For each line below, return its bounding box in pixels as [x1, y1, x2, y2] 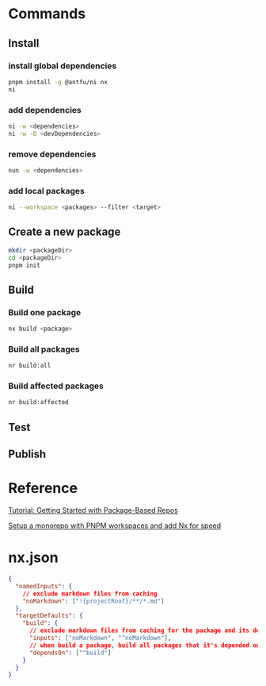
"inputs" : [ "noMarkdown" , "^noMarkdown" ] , [28, 634, 172, 642]
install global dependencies [8, 60, 117, 71]
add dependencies [8, 104, 82, 115]
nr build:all [8, 362, 51, 370]
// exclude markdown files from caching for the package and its [28, 626, 250, 635]
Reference [8, 480, 78, 497]
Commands [8, 5, 86, 23]
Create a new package [8, 225, 121, 239]
